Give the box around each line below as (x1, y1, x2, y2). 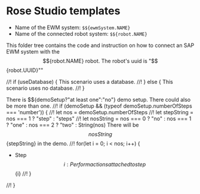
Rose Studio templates (6, 4, 121, 18)
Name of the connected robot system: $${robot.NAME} (14, 30, 147, 37)
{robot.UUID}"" (6, 67, 44, 74)
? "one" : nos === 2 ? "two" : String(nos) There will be (6, 121, 139, 129)
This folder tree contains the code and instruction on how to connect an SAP (6, 42, 195, 49)
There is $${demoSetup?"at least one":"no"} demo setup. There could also (6, 96, 191, 103)
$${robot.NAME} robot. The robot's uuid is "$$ (42, 57, 158, 64)
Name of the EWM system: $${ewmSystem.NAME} (14, 24, 131, 31)
